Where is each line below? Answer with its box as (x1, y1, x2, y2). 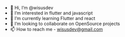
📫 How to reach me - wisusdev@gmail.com (10, 26, 103, 32)
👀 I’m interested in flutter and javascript (10, 10, 93, 16)
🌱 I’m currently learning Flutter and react (10, 15, 95, 21)
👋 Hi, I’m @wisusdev (10, 5, 54, 10)
